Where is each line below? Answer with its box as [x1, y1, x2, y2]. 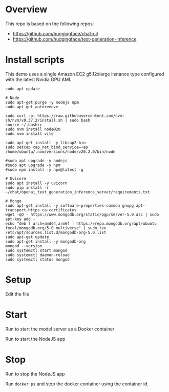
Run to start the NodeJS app [5, 336, 66, 342]
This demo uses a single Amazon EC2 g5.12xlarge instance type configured [5, 71, 164, 77]
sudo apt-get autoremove [5, 104, 58, 109]
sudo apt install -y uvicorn [5, 181, 68, 186]
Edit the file [5, 291, 29, 297]
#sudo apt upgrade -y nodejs [5, 158, 68, 163]
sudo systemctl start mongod [5, 248, 68, 253]
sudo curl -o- [5, 113, 36, 119]
